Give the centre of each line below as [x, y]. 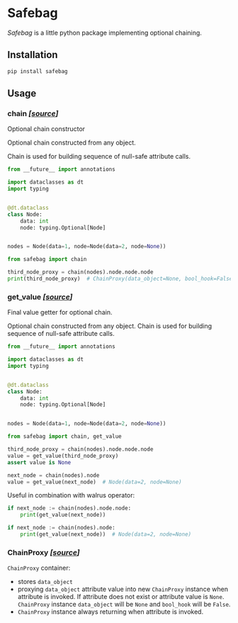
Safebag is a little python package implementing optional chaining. [104, 33]
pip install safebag [38, 71]
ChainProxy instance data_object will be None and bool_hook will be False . [124, 605]
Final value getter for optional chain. [60, 313]
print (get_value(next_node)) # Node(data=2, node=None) [106, 534]
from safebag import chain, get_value [64, 437]
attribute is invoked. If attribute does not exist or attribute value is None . [121, 597]
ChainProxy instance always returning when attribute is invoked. [110, 612]
